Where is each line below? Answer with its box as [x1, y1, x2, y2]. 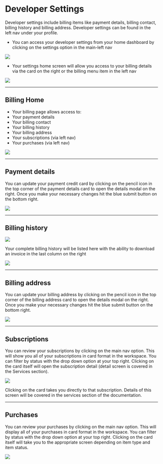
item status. [5, 444, 29, 450]
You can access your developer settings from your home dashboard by [12, 39, 154, 45]
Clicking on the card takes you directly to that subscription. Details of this [5, 387, 152, 393]
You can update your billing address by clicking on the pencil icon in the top [5, 292, 157, 298]
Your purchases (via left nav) [12, 140, 70, 145]
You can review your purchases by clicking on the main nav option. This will [5, 424, 157, 429]
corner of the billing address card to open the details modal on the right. [5, 297, 149, 303]
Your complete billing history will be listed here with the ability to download [5, 246, 155, 251]
